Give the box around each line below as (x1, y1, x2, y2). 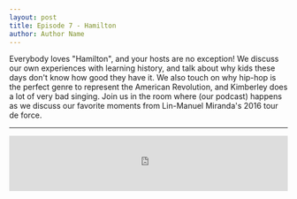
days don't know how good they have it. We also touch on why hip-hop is (9, 73, 277, 83)
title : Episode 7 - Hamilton (9, 21, 117, 30)
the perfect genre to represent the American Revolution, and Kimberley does (9, 81, 288, 93)
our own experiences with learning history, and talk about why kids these (9, 63, 276, 73)
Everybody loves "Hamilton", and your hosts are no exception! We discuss (9, 54, 279, 65)
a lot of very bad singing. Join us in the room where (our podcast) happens (9, 91, 283, 102)
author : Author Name (9, 29, 86, 38)
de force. (9, 110, 42, 120)
